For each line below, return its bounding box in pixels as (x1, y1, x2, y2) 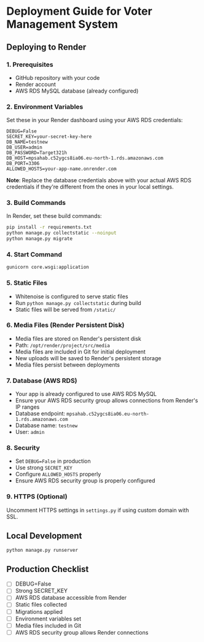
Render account (15, 80, 57, 88)
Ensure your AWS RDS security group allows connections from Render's (15, 397, 198, 404)
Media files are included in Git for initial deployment (15, 348, 146, 355)
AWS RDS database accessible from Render (15, 594, 127, 601)
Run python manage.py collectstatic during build (15, 299, 141, 306)
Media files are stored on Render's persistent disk (15, 335, 141, 342)
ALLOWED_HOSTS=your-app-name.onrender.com (6, 166, 117, 172)
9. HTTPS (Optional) (6, 492, 68, 501)
